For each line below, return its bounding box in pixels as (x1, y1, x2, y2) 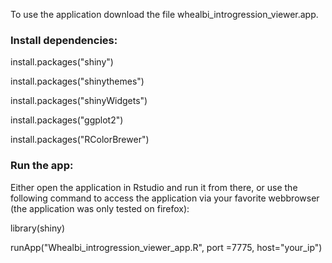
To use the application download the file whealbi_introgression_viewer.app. (10, 9, 319, 20)
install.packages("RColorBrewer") (10, 134, 150, 146)
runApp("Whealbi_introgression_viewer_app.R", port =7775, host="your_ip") (10, 241, 323, 253)
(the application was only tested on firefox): (10, 202, 190, 214)
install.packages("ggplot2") (10, 114, 124, 126)
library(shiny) (10, 222, 66, 234)
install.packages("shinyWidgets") (10, 95, 148, 107)
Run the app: (10, 159, 74, 173)
